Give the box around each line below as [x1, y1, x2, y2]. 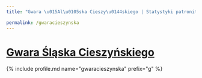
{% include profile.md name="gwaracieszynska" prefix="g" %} [6, 65, 163, 73]
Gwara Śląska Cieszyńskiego [6, 46, 155, 59]
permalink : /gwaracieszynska [6, 19, 79, 26]
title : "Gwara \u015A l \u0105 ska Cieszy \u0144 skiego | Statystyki [6, 8, 173, 15]
